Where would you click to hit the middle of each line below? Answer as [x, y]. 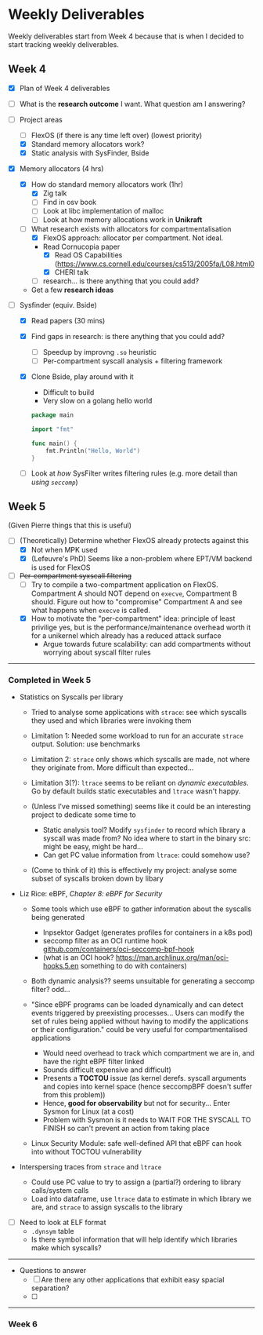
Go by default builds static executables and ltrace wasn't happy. [136, 791]
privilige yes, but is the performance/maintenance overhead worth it [141, 627]
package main [52, 415]
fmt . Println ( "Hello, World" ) [93, 450]
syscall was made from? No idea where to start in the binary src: [147, 838]
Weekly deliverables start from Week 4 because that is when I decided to [126, 36]
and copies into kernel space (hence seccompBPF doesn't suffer [148, 1087]
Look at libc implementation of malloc [103, 211]
